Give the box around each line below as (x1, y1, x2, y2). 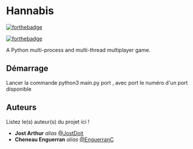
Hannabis (6, 4, 54, 18)
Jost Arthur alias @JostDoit (14, 130, 84, 137)
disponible (6, 85, 32, 92)
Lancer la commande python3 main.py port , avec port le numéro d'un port (6, 79, 188, 86)
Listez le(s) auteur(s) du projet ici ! (6, 118, 90, 125)
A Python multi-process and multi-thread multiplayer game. (6, 46, 151, 54)
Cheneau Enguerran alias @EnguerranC (14, 135, 114, 143)
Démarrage (6, 64, 48, 74)
